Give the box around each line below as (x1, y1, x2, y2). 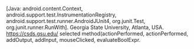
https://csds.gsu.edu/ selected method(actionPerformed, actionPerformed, (6, 30, 189, 37)
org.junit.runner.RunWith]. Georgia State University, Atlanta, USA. (6, 24, 164, 31)
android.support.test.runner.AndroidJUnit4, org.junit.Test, (6, 18, 146, 24)
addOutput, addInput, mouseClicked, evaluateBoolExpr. (6, 37, 141, 43)
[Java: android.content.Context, (6, 5, 83, 12)
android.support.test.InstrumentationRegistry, (6, 11, 117, 18)
